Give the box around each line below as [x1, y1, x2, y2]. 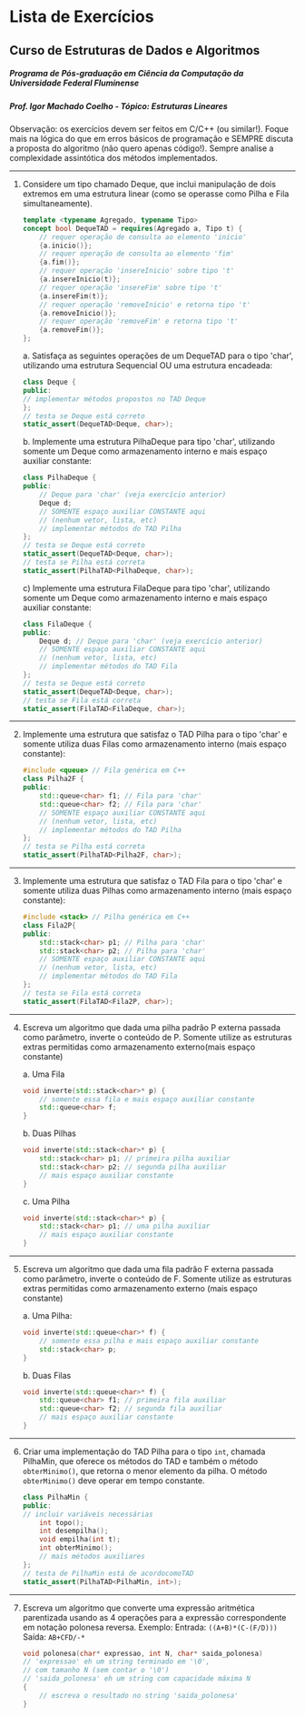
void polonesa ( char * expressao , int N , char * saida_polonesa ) [22, 1649, 263, 1658]
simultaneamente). [22, 197, 93, 208]
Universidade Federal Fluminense [9, 77, 140, 88]
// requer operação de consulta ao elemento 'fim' [39, 249, 235, 258]
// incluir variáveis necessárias [22, 1510, 153, 1519]
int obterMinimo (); [39, 1543, 113, 1552]
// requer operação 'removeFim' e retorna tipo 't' [39, 316, 239, 326]
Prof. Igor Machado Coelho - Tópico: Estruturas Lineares [9, 100, 229, 111]
